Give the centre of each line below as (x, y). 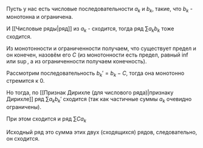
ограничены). (24, 107)
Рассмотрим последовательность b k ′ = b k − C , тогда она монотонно (95, 74)
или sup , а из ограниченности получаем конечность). (77, 61)
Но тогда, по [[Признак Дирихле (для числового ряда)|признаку (90, 93)
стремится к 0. (26, 81)
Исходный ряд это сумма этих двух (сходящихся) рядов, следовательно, (102, 132)
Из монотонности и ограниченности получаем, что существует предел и (101, 48)
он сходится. (23, 138)
